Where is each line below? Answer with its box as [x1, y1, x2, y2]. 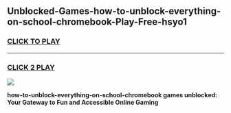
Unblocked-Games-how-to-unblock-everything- [7, 5, 221, 17]
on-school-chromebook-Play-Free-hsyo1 [7, 16, 187, 28]
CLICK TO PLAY [7, 37, 60, 47]
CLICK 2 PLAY [7, 62, 55, 72]
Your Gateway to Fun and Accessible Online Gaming [7, 98, 159, 106]
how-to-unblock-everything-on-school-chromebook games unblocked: [7, 90, 218, 99]
